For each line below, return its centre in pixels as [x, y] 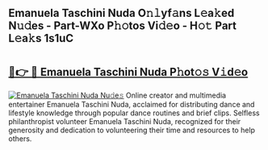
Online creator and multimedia [176, 95]
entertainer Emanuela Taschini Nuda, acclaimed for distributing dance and [132, 104]
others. [20, 139]
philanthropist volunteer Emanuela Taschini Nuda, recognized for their [125, 121]
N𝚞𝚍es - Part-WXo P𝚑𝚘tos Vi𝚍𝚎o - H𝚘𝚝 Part [122, 26]
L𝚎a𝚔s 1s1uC [41, 38]
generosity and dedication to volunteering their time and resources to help [132, 130]
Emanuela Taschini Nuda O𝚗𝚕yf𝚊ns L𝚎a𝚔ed [121, 13]
